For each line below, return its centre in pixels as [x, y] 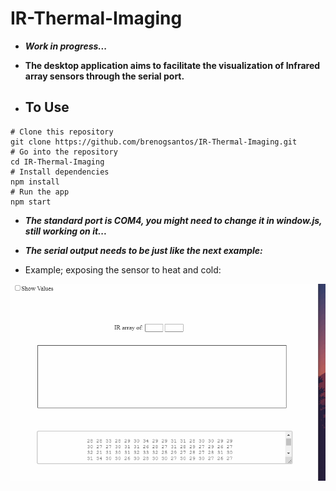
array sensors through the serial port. [104, 76]
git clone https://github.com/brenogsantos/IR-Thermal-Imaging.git [154, 142]
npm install [35, 182]
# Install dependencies [60, 172]
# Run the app [40, 192]
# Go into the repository [64, 152]
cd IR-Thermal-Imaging [57, 162]
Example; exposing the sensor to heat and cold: [123, 269]
